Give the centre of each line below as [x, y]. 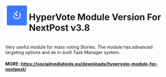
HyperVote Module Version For [95, 17]
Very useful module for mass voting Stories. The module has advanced [79, 47]
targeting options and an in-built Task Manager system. [63, 52]
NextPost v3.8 [60, 28]
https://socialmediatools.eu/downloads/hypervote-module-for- [89, 63]
